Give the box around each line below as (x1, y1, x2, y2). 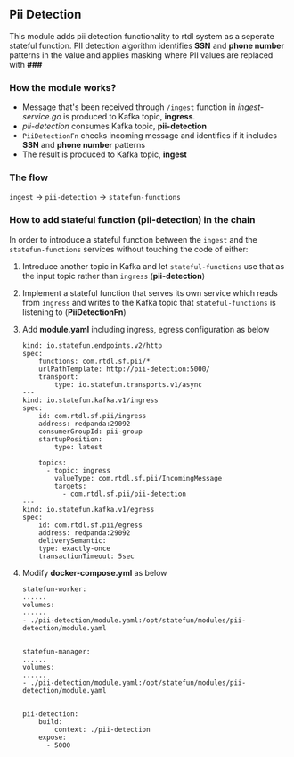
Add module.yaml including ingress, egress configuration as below (21, 324, 270, 334)
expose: (38, 733, 67, 742)
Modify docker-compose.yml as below (21, 567, 167, 578)
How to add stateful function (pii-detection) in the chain (9, 214, 256, 226)
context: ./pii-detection (54, 725, 151, 734)
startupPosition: (38, 434, 102, 444)
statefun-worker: (21, 584, 87, 594)
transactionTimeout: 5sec (38, 552, 135, 561)
